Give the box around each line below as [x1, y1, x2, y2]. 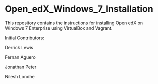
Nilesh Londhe [5, 73, 35, 79]
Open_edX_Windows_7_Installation [5, 3, 153, 15]
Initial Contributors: [5, 35, 45, 41]
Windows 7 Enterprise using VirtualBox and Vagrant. [5, 25, 113, 31]
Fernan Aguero [5, 54, 36, 60]
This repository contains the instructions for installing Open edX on [5, 20, 143, 26]
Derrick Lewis [5, 44, 34, 50]
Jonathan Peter [5, 64, 37, 70]
